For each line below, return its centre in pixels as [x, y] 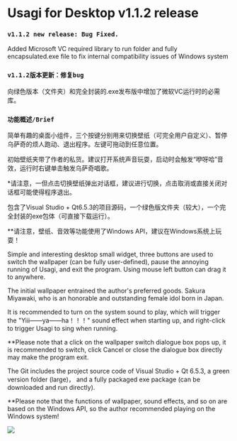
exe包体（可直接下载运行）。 [73, 216]
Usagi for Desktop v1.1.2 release [103, 13]
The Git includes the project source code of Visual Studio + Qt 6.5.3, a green [118, 371]
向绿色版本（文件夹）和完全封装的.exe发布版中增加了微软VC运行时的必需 [114, 91]
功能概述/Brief [31, 119]
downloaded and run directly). [51, 388]
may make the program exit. [48, 357]
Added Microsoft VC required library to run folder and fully [93, 49]
